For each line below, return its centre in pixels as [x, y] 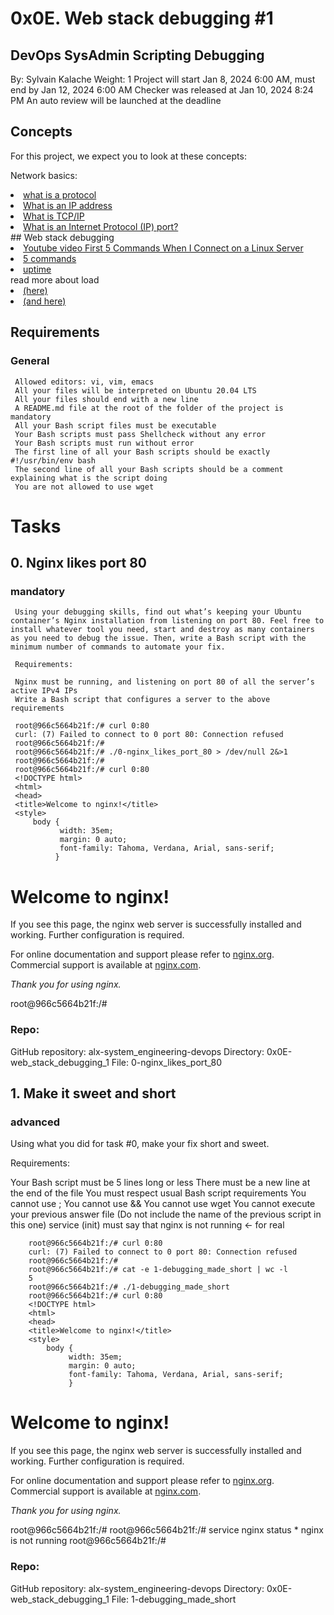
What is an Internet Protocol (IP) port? [101, 226]
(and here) [45, 301]
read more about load [55, 279]
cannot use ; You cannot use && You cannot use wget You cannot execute [163, 1204]
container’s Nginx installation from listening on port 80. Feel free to [167, 621]
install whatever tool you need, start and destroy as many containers [162, 630]
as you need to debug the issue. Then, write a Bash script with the [158, 638]
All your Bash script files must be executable [115, 425]
